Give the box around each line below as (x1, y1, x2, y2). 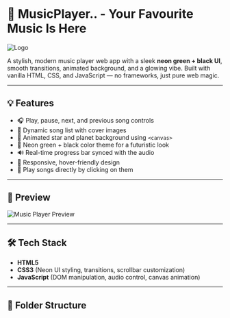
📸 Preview (7, 192, 51, 204)
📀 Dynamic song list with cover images (16, 126, 127, 134)
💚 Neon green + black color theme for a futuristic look (16, 140, 170, 149)
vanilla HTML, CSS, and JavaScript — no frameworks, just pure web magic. (7, 71, 220, 79)
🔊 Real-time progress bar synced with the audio (16, 148, 155, 156)
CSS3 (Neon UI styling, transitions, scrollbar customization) (16, 266, 186, 274)
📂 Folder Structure (7, 299, 87, 311)
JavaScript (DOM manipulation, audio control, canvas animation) (16, 273, 201, 282)
